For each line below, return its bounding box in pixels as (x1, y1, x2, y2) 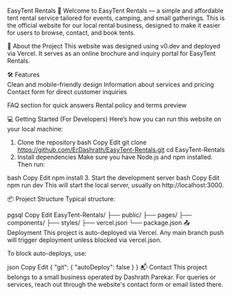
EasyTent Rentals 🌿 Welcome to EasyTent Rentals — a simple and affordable (7, 7, 224, 15)
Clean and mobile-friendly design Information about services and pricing (7, 80, 214, 88)
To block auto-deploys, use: (7, 249, 87, 257)
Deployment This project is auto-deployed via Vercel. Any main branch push (7, 229, 224, 236)
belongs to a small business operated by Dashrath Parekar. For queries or (7, 273, 216, 281)
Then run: (17, 160, 46, 169)
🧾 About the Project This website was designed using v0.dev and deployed (7, 42, 221, 50)
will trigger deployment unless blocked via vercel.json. (7, 236, 162, 244)
